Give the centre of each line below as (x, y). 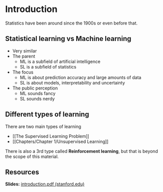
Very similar (25, 50)
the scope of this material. (32, 156)
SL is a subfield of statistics (48, 66)
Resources (22, 172)
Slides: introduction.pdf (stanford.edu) (45, 184)
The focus (23, 72)
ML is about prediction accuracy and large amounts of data (81, 77)
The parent (24, 56)
